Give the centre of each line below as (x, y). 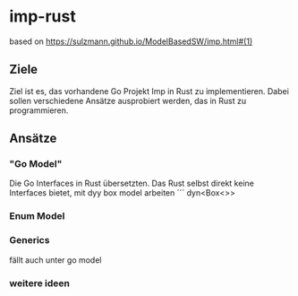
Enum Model (37, 216)
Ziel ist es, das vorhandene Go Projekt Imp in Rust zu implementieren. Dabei (149, 91)
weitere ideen (39, 283)
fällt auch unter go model (55, 260)
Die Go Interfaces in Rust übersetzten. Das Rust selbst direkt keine (132, 183)
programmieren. (39, 110)
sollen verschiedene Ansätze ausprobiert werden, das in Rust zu (128, 100)
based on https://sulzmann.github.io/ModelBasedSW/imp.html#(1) (131, 41)
